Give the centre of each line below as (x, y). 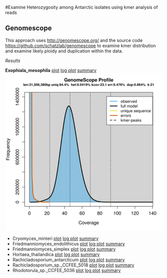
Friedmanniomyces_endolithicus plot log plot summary (68, 243)
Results (13, 60)
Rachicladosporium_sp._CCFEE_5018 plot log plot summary (73, 265)
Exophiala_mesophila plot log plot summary (51, 70)
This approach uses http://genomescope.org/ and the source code (74, 40)
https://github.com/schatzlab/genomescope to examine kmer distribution (80, 45)
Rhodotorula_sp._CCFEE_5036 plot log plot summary (66, 270)
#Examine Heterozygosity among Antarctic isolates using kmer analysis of (82, 7)
